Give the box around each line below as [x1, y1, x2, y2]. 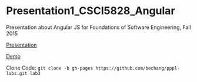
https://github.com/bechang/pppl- [95, 65, 181, 71]
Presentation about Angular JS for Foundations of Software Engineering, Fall [6, 24, 191, 31]
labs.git [6, 70, 28, 76]
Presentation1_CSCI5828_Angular [6, 4, 175, 18]
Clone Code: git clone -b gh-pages [6, 64, 94, 71]
